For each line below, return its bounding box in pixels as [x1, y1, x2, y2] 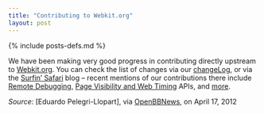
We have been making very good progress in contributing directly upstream [8, 56, 256, 66]
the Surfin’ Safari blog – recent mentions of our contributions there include [8, 73, 252, 82]
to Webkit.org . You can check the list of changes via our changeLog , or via [8, 64, 253, 74]
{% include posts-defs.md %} [8, 40, 106, 50]
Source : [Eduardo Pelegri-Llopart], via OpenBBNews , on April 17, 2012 [8, 97, 237, 106]
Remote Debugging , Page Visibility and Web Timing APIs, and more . [8, 81, 231, 91]
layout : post [8, 19, 52, 27]
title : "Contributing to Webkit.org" [8, 11, 134, 20]
